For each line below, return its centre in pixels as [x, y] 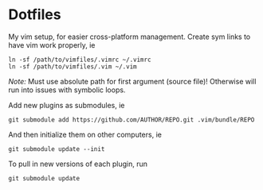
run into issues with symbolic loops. [67, 90]
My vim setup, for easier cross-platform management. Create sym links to [130, 37]
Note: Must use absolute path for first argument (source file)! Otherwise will [132, 81]
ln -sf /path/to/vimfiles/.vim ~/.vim [73, 66]
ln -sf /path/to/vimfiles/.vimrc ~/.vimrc [80, 60]
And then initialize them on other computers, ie [85, 134]
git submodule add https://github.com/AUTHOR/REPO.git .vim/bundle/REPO [131, 120]
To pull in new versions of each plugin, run [78, 164]
